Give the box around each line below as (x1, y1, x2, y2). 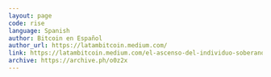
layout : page (8, 11, 52, 20)
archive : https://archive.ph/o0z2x (8, 57, 128, 65)
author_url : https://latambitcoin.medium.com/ (8, 42, 168, 50)
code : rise (8, 19, 45, 27)
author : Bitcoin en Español (8, 34, 103, 43)
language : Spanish (8, 26, 70, 34)
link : (8, 49, 27, 57)
